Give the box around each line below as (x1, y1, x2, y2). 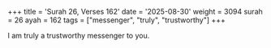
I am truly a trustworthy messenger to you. (7, 31, 150, 40)
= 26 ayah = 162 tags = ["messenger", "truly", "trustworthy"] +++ (7, 15, 226, 25)
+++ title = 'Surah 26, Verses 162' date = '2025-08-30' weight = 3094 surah (7, 7, 263, 16)
